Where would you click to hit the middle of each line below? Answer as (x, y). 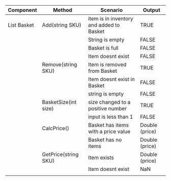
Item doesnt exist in (111, 79)
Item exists (101, 158)
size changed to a (109, 102)
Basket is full (103, 48)
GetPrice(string (60, 154)
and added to (104, 25)
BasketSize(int (59, 102)
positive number (108, 108)
